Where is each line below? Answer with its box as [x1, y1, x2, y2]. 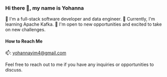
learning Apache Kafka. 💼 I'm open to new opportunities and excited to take [5, 21, 162, 27]
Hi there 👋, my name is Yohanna [5, 5, 84, 12]
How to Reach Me [5, 38, 43, 44]
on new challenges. [5, 27, 46, 33]
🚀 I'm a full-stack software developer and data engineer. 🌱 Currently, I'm [5, 16, 155, 22]
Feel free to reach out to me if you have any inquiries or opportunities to [5, 61, 154, 67]
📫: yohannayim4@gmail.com [5, 50, 66, 56]
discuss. [5, 66, 23, 72]
